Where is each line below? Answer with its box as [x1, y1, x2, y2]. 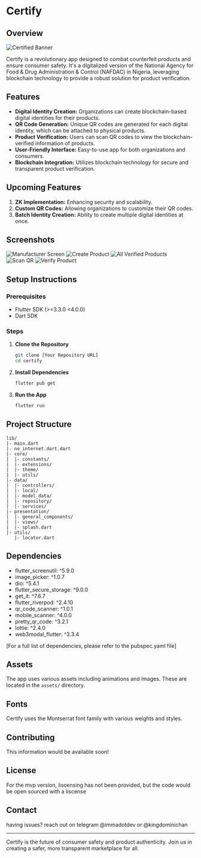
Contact [6, 805, 37, 815]
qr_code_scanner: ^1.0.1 [14, 605, 73, 612]
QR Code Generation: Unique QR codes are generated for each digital [14, 120, 188, 128]
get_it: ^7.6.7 [14, 592, 46, 599]
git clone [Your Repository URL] [14, 352, 99, 359]
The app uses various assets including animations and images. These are [6, 675, 187, 683]
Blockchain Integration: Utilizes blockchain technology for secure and [14, 159, 189, 166]
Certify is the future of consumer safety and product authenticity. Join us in [6, 838, 193, 845]
